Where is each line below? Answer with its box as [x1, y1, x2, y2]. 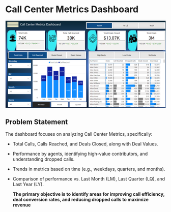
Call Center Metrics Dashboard [5, 4, 139, 15]
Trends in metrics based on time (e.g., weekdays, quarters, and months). [12, 166, 165, 172]
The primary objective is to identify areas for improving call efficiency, [12, 191, 165, 197]
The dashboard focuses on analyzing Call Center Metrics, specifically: [5, 131, 153, 137]
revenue [12, 202, 31, 208]
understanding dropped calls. [12, 156, 75, 162]
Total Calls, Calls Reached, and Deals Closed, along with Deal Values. [12, 141, 158, 147]
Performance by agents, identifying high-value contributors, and [12, 151, 148, 157]
